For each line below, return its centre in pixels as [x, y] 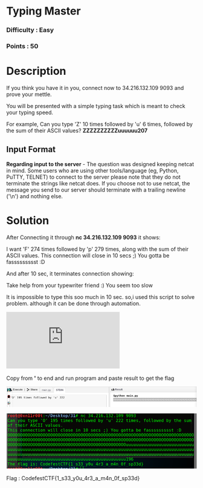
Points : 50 [22, 47]
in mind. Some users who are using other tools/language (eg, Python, [93, 170]
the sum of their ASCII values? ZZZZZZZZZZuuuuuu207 [77, 130]
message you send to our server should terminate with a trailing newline [96, 190]
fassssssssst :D [26, 262]
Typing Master [43, 11]
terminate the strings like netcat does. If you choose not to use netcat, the [98, 183]
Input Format [31, 149]
